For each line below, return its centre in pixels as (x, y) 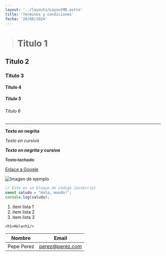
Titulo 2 (17, 62)
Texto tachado (20, 160)
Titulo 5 (13, 99)
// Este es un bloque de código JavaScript (51, 188)
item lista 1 (23, 207)
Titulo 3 (15, 76)
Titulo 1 (32, 43)
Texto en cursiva (22, 141)
